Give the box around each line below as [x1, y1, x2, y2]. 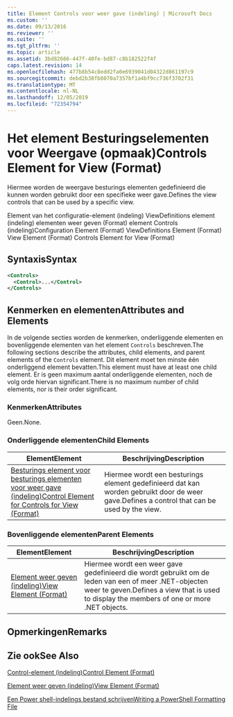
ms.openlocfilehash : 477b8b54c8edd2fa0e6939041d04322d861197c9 [7, 68, 194, 75]
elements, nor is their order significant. [7, 385, 118, 393]
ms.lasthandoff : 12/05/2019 [7, 94, 89, 101]
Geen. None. [7, 418, 42, 427]
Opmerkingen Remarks [7, 626, 107, 638]
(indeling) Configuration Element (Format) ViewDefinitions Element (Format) [7, 226, 222, 234]
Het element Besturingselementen [7, 131, 209, 147]
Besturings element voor [10, 465, 91, 475]
